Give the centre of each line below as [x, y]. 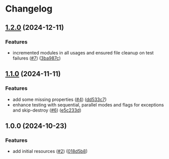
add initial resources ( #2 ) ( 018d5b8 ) [50, 151]
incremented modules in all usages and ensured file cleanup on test [83, 52]
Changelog [29, 9]
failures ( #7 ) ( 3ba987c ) [37, 58]
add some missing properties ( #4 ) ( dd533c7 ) [60, 99]
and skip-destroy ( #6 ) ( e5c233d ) [47, 110]
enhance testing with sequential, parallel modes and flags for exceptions [88, 104]
